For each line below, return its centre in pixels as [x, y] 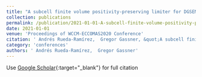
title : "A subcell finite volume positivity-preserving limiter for [94, 12]
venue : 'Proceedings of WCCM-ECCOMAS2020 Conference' [75, 34]
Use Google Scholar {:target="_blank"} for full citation [72, 67]
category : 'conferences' [37, 45]
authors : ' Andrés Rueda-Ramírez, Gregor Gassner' [72, 51]
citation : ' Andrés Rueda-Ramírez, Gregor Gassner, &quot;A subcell [95, 39]
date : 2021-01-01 [28, 28]
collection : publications [38, 17]
